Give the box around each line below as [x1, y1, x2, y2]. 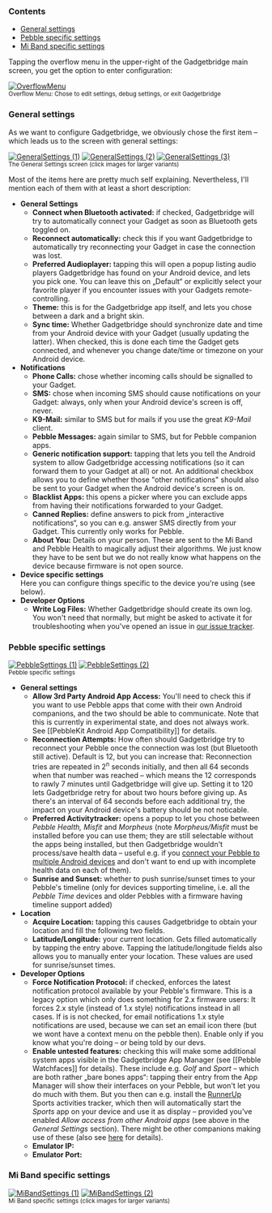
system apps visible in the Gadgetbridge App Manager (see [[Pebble [32, 1055, 261, 1065]
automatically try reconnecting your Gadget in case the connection [32, 242, 256, 252]
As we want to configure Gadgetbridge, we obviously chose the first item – [8, 127, 257, 137]
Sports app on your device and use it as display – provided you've [32, 1106, 253, 1116]
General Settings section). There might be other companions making [32, 1124, 261, 1133]
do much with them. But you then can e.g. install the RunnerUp [32, 1089, 242, 1099]
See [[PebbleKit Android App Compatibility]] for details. [32, 725, 217, 735]
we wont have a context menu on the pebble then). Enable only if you [32, 1029, 264, 1039]
